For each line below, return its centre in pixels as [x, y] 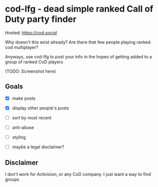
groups [12, 179]
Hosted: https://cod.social [31, 33]
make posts [24, 98]
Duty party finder [41, 19]
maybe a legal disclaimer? [38, 147]
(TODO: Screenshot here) [30, 71]
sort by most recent [32, 118]
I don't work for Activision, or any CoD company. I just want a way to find [78, 174]
